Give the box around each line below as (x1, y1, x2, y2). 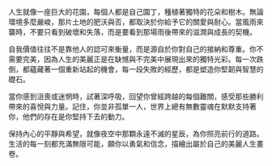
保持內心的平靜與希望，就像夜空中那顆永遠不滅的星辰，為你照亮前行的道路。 (8, 129, 264, 139)
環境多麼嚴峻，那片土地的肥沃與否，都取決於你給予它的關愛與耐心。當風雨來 (8, 17, 264, 27)
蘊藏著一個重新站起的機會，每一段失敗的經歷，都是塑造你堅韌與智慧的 (29, 64, 264, 74)
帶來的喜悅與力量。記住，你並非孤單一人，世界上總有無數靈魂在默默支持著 (8, 102, 257, 111)
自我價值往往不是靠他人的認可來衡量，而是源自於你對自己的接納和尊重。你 (8, 44, 257, 54)
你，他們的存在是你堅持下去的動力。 (8, 112, 130, 121)
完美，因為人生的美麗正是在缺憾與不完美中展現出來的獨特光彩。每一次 (22, 55, 257, 64)
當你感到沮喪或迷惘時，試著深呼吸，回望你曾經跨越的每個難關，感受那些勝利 (8, 92, 264, 101)
